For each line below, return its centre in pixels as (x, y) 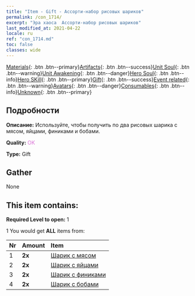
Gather (19, 172)
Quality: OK (21, 142)
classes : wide (24, 50)
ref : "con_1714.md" (30, 39)
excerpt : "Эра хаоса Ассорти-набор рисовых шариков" (74, 22)
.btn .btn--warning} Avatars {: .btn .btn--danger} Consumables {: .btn (88, 86)
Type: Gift (18, 154)
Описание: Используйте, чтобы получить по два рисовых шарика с (92, 125)
